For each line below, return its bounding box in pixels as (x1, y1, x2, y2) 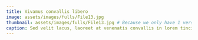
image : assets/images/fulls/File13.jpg (6, 14, 104, 20)
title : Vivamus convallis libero (6, 8, 88, 15)
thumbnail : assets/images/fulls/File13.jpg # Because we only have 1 (6, 19, 181, 25)
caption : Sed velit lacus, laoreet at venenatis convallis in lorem (6, 25, 178, 31)
